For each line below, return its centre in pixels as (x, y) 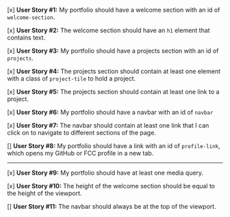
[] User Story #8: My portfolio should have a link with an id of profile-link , (114, 146)
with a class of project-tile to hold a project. (72, 78)
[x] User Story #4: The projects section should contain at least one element (114, 71)
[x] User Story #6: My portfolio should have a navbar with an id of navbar (110, 112)
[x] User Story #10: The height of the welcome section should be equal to (111, 186)
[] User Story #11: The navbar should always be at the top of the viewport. (112, 206)
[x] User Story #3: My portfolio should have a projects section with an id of (113, 51)
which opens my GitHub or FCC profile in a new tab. (80, 153)
